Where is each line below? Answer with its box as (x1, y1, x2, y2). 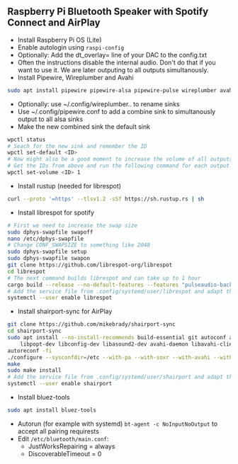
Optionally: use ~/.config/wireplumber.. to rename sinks (17, 99, 180, 108)
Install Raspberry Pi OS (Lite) (17, 35, 102, 44)
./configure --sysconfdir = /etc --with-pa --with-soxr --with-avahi (7, 353, 211, 361)
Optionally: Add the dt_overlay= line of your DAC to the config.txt (17, 50, 208, 59)
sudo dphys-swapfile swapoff (7, 228, 93, 236)
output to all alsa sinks (17, 115, 84, 123)
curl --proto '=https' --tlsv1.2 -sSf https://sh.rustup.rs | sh (7, 195, 204, 203)
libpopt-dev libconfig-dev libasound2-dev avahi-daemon (20, 340, 189, 348)
